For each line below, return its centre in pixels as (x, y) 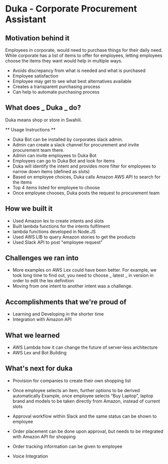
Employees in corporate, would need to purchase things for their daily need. (84, 50)
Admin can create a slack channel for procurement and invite (76, 144)
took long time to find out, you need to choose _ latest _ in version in (83, 275)
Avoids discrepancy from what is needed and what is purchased (79, 70)
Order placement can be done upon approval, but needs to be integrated (88, 431)
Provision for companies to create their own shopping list (72, 380)
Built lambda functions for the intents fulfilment (61, 226)
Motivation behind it (37, 38)
